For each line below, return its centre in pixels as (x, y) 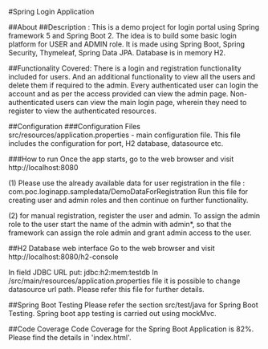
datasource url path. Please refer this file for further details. (106, 289)
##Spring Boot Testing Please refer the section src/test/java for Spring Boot (133, 305)
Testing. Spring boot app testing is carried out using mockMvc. (112, 313)
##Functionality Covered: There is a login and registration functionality (125, 68)
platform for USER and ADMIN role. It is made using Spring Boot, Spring (127, 44)
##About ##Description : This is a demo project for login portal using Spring (134, 27)
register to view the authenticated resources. (83, 111)
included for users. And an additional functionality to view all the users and (132, 77)
